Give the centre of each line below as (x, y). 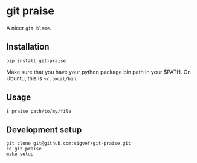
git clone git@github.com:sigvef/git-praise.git (69, 144)
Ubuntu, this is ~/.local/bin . (42, 78)
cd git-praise (24, 149)
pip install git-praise (36, 61)
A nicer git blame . (29, 28)
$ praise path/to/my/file (39, 111)
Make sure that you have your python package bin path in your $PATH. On (99, 72)
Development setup (44, 129)
